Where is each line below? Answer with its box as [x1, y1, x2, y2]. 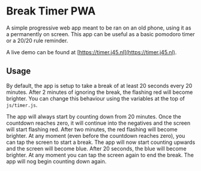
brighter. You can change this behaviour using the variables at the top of [6, 95, 185, 102]
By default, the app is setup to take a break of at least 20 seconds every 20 [6, 82, 193, 89]
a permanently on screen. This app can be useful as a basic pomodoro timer [6, 30, 195, 37]
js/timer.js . [6, 101, 38, 108]
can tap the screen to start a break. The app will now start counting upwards [6, 138, 196, 146]
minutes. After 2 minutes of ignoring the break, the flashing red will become [6, 89, 193, 96]
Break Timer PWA [6, 4, 96, 18]
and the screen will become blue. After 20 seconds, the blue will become [6, 145, 187, 152]
